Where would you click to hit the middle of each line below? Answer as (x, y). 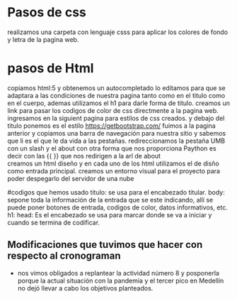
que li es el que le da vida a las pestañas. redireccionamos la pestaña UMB (116, 141)
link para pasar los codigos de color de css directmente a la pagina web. (113, 110)
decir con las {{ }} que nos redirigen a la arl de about (84, 156)
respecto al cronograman (64, 256)
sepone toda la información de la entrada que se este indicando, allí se (110, 200)
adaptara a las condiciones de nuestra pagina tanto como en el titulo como (116, 95)
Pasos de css (47, 12)
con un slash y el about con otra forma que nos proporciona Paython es (112, 148)
